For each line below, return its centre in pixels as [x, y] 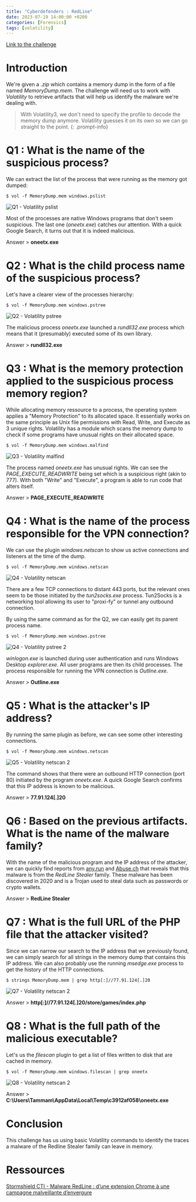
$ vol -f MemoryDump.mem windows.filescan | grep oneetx [77, 1072]
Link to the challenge [31, 45]
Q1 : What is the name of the [75, 151]
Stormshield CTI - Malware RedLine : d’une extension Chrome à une [88, 1186]
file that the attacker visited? [78, 934]
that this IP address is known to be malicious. [61, 786]
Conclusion [35, 1124]
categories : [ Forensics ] [36, 22]
